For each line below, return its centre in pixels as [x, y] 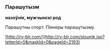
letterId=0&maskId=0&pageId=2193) [43, 42]
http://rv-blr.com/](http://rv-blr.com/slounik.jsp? [56, 37]
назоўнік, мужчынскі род [33, 18]
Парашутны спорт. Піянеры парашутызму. [50, 27]
